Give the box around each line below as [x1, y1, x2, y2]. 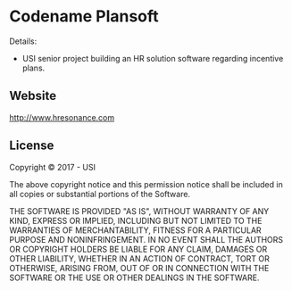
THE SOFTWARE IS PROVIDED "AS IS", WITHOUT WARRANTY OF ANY [9, 205, 270, 216]
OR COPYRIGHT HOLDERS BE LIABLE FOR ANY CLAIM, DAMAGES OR [9, 244, 268, 254]
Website [9, 88, 56, 104]
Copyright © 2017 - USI [9, 162, 96, 172]
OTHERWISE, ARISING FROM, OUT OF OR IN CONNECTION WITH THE [9, 262, 270, 273]
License [9, 138, 54, 153]
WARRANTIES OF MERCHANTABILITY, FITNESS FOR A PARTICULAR [9, 225, 262, 236]
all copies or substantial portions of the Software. [9, 188, 190, 199]
